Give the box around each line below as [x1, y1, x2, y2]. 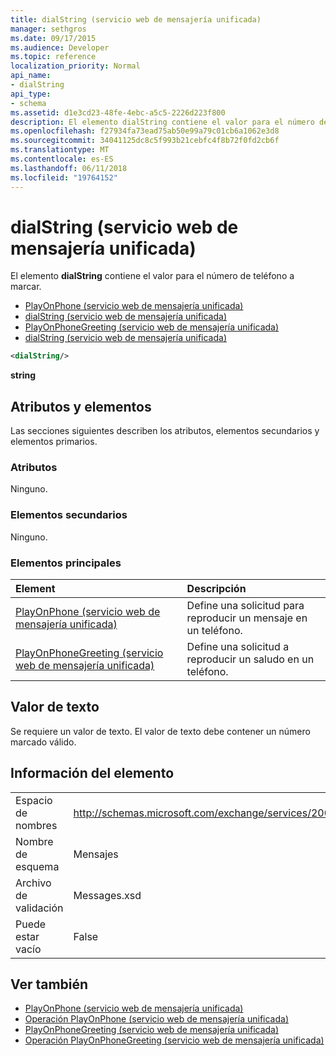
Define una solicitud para [186, 599, 305, 613]
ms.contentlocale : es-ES [10, 154, 114, 164]
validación [15, 901, 64, 915]
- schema [10, 98, 47, 108]
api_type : [10, 89, 52, 99]
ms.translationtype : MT [10, 145, 110, 155]
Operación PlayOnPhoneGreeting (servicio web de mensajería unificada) [24, 1034, 325, 1046]
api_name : [10, 71, 52, 81]
